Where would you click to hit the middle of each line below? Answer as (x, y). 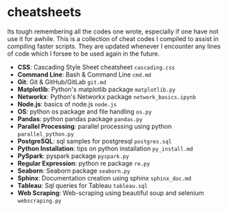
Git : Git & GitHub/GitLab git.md (62, 81)
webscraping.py (39, 201)
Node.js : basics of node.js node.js (67, 104)
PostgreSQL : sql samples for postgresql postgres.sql (94, 141)
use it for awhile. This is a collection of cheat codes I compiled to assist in (113, 38)
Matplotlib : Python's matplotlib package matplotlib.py (96, 89)
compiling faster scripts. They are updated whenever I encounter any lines (114, 46)
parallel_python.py (46, 134)
